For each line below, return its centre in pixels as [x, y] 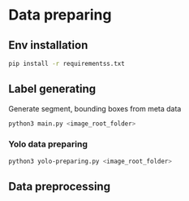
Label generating [52, 89]
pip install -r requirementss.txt [67, 63]
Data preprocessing [60, 187]
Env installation [48, 45]
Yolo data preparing [48, 144]
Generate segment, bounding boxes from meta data [95, 108]
